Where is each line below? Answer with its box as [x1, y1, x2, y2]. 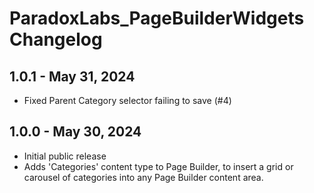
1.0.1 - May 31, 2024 [9, 68, 136, 85]
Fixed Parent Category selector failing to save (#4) [23, 95, 232, 106]
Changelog [9, 28, 103, 51]
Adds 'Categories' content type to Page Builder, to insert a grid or [23, 160, 294, 172]
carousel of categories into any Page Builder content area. [23, 171, 264, 183]
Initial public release [23, 150, 107, 162]
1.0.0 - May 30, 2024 [9, 123, 142, 141]
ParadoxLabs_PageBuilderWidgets [9, 7, 305, 30]
